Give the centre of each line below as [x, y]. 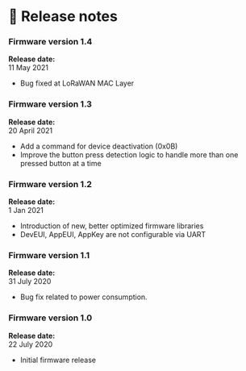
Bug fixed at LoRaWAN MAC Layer [77, 83]
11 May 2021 [29, 68]
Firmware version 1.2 [50, 184]
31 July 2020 [30, 281]
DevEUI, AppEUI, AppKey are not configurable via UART [113, 235]
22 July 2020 [31, 344]
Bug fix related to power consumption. [83, 297]
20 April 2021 [31, 130]
